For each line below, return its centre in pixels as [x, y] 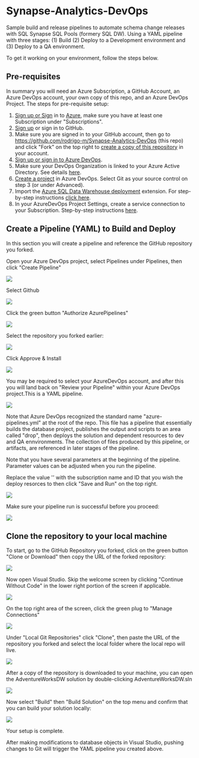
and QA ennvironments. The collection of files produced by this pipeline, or [98, 441]
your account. [32, 153]
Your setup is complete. [35, 731]
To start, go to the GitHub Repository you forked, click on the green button [97, 550]
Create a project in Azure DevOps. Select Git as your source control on [101, 178]
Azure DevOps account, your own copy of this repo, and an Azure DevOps [97, 97]
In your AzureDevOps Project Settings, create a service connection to [100, 204]
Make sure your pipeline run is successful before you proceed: [83, 506]
